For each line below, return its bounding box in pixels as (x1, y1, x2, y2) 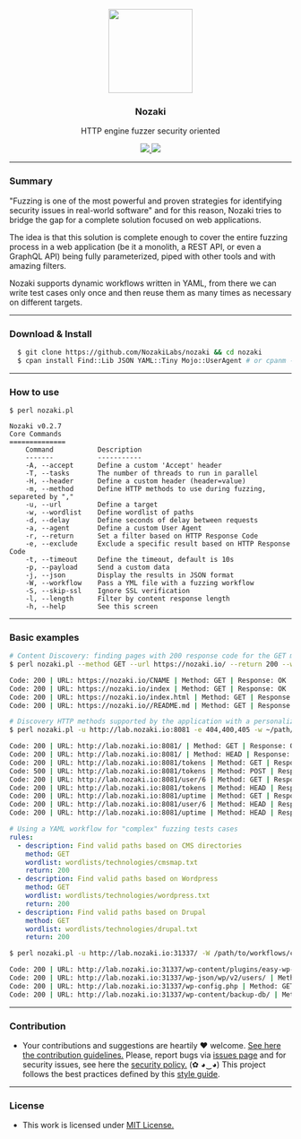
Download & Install (9, 327, 92, 340)
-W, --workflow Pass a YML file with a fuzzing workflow (25, 578, 254, 587)
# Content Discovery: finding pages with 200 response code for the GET (9, 651, 287, 660)
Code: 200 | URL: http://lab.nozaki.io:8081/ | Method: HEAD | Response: (9, 750, 291, 759)
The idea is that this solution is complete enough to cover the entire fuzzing (9, 231, 288, 242)
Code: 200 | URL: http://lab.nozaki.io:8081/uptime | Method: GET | (9, 791, 271, 801)
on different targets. (9, 297, 83, 307)
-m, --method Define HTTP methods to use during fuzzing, (25, 484, 267, 493)
